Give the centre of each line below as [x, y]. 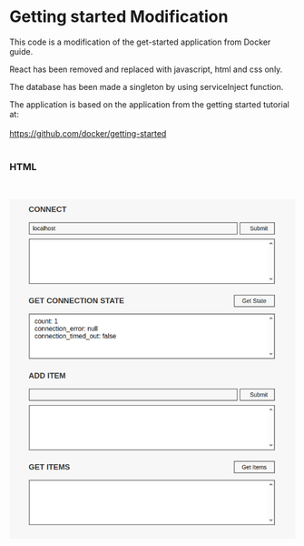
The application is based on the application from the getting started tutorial [150, 104]
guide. [21, 51]
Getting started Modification [119, 17]
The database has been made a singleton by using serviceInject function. [147, 86]
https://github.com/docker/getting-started [88, 133]
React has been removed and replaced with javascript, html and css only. [146, 69]
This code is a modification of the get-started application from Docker [140, 42]
